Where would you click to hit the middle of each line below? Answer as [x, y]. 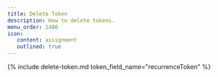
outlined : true [39, 47]
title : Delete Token [38, 14]
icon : [15, 34]
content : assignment [47, 40]
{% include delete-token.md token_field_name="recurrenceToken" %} [109, 67]
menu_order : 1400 [33, 27]
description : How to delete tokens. [61, 20]
